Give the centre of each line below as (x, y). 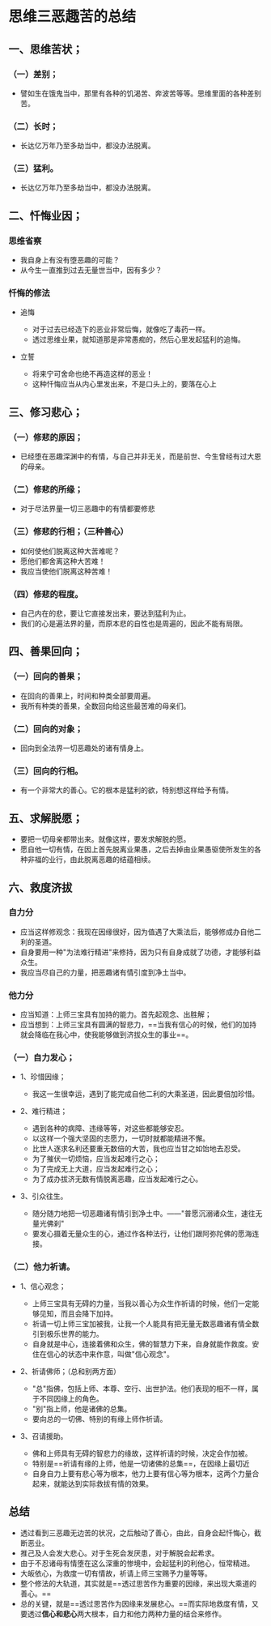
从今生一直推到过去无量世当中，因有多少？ (91, 270)
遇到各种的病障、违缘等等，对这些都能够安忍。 (110, 1129)
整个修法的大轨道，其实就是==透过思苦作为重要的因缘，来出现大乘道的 (138, 1583)
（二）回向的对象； (46, 728)
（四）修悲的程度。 (46, 594)
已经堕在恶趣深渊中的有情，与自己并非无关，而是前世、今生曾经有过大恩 (140, 457)
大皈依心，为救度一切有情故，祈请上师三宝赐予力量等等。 (116, 1573)
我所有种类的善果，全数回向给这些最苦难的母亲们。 (105, 706)
